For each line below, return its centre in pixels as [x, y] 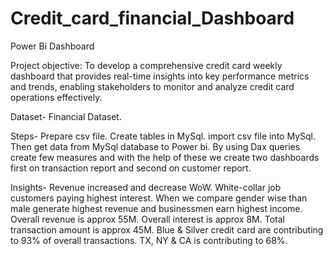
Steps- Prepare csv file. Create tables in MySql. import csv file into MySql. [163, 136]
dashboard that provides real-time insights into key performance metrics [160, 76]
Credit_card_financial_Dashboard [152, 18]
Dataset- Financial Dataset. [66, 116]
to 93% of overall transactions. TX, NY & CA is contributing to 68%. [149, 240]
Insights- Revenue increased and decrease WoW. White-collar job [146, 187]
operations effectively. [56, 97]
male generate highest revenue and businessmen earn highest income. [156, 208]
